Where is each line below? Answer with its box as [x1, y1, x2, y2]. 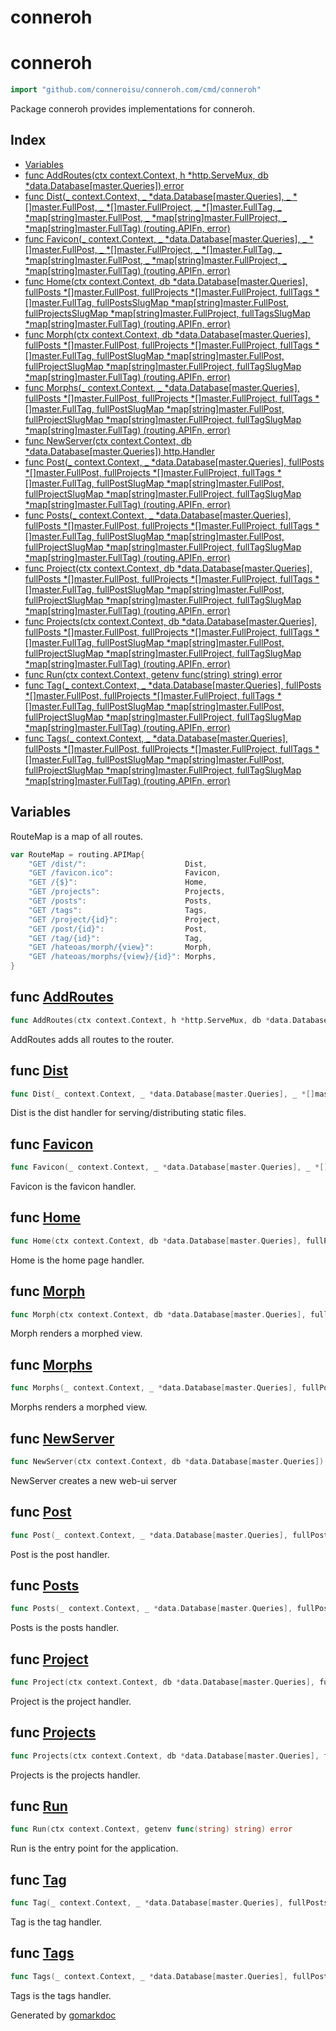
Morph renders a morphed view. [10, 1327, 143, 1340]
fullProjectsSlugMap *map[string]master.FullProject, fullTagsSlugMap [24, 307, 311, 319]
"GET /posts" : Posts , [28, 896, 213, 906]
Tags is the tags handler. [10, 1989, 112, 2001]
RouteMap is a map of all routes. [10, 830, 144, 842]
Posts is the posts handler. [10, 1622, 120, 1634]
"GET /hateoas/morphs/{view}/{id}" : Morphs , [28, 952, 217, 962]
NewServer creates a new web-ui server [10, 1474, 178, 1486]
